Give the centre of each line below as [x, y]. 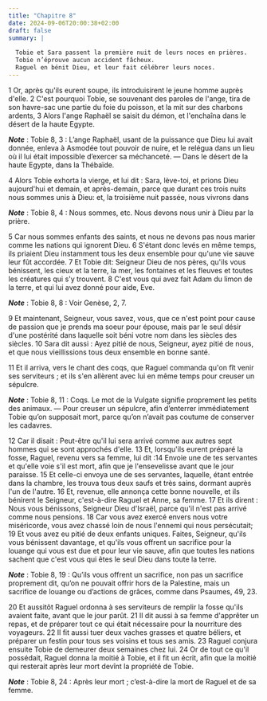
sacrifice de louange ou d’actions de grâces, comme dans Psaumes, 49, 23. [133, 591]
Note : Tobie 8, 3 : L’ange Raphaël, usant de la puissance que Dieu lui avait [131, 139]
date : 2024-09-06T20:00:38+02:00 [64, 23]
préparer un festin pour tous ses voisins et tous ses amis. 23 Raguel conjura [133, 640]
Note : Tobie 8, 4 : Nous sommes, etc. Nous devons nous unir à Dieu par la [131, 213]
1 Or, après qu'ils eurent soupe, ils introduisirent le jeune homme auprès [126, 90]
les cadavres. [30, 425]
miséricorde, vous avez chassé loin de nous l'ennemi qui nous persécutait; [131, 525]
